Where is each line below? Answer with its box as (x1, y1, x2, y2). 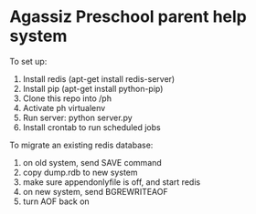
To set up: (9, 56, 48, 66)
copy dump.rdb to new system (22, 167, 139, 178)
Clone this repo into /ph (22, 93, 112, 104)
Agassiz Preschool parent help (9, 6, 247, 27)
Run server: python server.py (22, 112, 133, 123)
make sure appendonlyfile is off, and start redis (22, 176, 201, 188)
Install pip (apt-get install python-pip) (22, 83, 164, 94)
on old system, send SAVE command (22, 157, 162, 168)
